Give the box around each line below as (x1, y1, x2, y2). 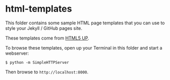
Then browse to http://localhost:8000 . (5, 69, 89, 75)
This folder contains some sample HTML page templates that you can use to (5, 20, 165, 26)
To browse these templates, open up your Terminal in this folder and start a (5, 45, 162, 51)
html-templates (5, 3, 72, 15)
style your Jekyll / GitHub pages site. (5, 25, 83, 31)
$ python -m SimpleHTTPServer (5, 60, 70, 65)
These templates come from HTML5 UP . (5, 35, 90, 41)
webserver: (5, 50, 29, 56)
